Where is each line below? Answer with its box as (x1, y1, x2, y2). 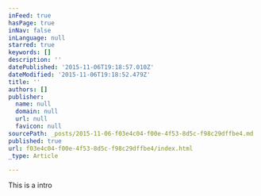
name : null (15, 100, 52, 108)
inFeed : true (8, 11, 52, 20)
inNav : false (8, 26, 52, 34)
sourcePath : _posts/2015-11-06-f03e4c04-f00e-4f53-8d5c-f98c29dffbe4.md (8, 129, 254, 137)
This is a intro (8, 180, 53, 190)
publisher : (8, 93, 44, 101)
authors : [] (8, 85, 48, 94)
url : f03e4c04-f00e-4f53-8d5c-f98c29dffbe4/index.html (8, 144, 194, 152)
